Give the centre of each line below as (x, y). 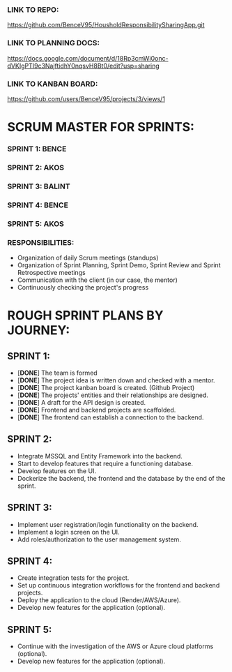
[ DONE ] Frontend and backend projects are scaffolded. (96, 410)
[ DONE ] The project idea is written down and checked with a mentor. (116, 380)
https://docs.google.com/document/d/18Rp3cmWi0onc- (88, 58)
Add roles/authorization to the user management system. (99, 539)
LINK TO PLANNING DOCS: (53, 43)
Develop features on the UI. (56, 471)
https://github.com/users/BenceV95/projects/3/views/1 (86, 98)
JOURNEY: (39, 330)
